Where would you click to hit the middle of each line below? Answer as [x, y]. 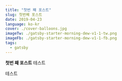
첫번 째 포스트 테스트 [25, 63]
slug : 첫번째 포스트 [24, 15]
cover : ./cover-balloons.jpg [36, 29]
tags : [11, 43]
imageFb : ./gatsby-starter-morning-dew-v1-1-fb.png [61, 38]
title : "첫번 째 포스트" [28, 10]
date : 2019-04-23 [24, 19]
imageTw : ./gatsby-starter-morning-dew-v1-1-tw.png [61, 33]
